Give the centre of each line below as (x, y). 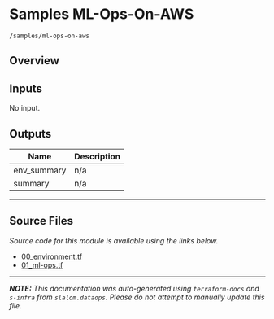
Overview (35, 61)
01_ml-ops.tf (42, 264)
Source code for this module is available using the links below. (114, 240)
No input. (25, 108)
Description (97, 156)
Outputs (30, 134)
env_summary (40, 170)
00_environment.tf (52, 256)
